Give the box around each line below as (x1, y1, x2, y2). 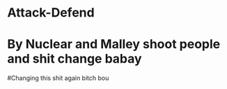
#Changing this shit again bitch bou (7, 74, 109, 82)
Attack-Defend (7, 5, 95, 21)
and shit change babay (7, 51, 142, 67)
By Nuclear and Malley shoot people (7, 37, 221, 52)
